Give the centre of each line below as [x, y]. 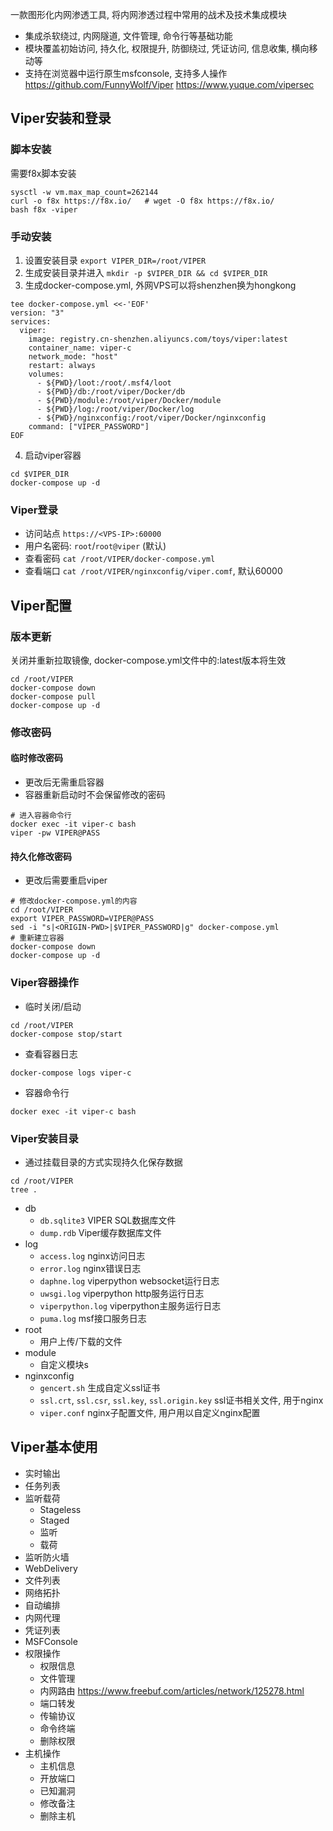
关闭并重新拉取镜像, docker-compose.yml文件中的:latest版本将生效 [148, 660]
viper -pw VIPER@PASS [55, 833]
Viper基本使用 [54, 1447]
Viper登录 [34, 510]
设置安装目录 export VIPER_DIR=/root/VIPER [115, 260]
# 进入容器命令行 [41, 816]
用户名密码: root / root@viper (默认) [95, 546]
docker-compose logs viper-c [71, 1073]
